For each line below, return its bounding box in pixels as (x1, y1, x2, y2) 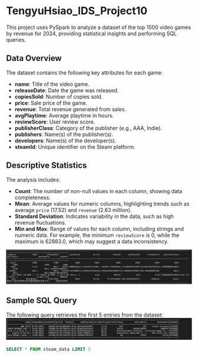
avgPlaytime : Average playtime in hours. (14, 112, 114, 119)
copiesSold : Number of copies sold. (14, 93, 103, 100)
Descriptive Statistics (6, 161, 87, 171)
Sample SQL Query (6, 295, 77, 305)
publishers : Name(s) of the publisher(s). (14, 131, 113, 138)
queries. (6, 36, 27, 43)
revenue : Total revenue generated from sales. (14, 105, 127, 113)
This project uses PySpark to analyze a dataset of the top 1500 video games (6, 24, 192, 31)
